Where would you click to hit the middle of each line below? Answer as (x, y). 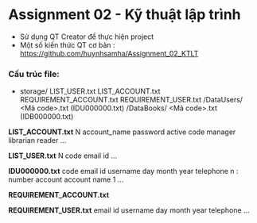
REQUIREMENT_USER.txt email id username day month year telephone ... (129, 210)
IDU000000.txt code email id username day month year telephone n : (123, 171)
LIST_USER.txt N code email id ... (63, 156)
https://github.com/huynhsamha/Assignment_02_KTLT (109, 53)
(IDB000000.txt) (47, 117)
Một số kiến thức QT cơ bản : (67, 44)
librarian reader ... (37, 140)
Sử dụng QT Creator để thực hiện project (87, 37)
